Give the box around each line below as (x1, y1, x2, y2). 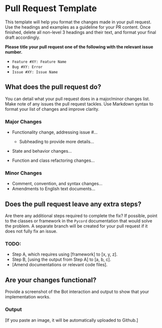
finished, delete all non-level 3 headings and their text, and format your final (5, 29, 156, 35)
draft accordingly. (5, 35, 40, 40)
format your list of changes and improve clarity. (5, 106, 100, 112)
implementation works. (5, 294, 51, 300)
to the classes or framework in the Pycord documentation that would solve (5, 218, 152, 224)
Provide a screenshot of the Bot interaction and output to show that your (5, 289, 149, 294)
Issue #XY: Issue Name (12, 69, 58, 74)
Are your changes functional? (5, 276, 97, 284)
